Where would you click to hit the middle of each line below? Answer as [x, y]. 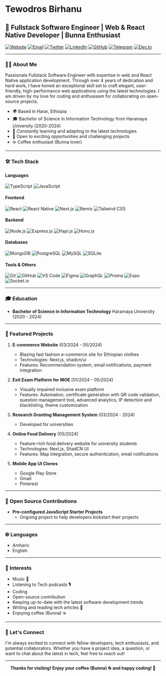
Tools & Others [21, 265]
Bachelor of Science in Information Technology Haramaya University [83, 311]
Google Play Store [38, 473]
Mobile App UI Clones [35, 463]
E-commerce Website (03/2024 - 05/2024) [57, 344]
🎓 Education [21, 299]
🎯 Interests [19, 568]
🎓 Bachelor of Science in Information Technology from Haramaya [80, 119]
